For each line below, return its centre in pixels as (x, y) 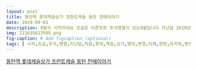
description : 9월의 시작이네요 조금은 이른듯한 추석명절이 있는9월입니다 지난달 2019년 (98, 28)
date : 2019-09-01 (27, 22)
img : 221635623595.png (34, 33)
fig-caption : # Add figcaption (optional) (59, 38)
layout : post (22, 11)
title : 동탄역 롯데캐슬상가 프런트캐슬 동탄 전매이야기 (63, 17)
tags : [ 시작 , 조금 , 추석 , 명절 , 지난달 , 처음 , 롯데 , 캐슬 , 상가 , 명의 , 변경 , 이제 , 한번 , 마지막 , (95, 44)
